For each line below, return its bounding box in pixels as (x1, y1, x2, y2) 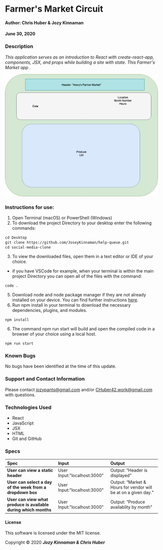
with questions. (5, 392, 36, 398)
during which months (7, 507, 52, 513)
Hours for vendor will (110, 484, 152, 490)
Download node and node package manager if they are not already (12, 292, 147, 298)
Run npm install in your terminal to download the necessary (12, 302, 131, 308)
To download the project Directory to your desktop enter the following (12, 220, 152, 226)
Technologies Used (5, 404, 52, 411)
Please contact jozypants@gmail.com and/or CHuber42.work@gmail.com (5, 386, 153, 392)
